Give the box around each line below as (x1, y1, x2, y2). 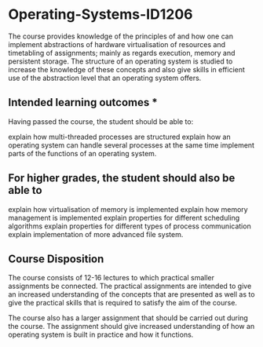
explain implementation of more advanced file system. (8, 229, 184, 239)
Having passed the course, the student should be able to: (8, 116, 194, 126)
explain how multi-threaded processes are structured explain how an (8, 132, 231, 141)
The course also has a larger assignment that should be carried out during (8, 313, 249, 323)
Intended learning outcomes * (8, 96, 159, 109)
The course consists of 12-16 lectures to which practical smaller (8, 273, 214, 283)
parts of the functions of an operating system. (8, 148, 157, 158)
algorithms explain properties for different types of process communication (8, 221, 251, 231)
